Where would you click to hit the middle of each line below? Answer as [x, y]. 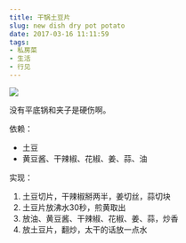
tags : [19, 42]
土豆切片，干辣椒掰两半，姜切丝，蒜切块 [96, 196]
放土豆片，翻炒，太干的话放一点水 [85, 229]
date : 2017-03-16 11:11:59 [59, 34]
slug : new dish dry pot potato [67, 26]
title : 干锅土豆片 [40, 17]
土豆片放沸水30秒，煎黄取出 [74, 207]
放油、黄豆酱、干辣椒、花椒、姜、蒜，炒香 [100, 218]
